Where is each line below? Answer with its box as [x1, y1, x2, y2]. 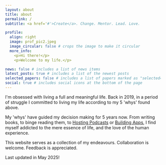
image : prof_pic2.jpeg [9, 39, 56, 45]
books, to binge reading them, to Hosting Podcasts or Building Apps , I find [5, 119, 156, 125]
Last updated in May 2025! [5, 154, 60, 160]
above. [5, 105, 19, 110]
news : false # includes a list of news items [5, 66, 100, 72]
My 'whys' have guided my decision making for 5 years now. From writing [5, 114, 155, 120]
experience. [5, 130, 30, 136]
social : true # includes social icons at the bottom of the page [5, 80, 142, 86]
